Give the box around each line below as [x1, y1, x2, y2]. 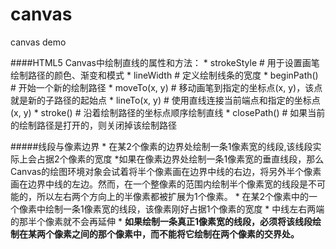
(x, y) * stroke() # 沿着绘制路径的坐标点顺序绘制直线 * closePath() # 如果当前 [10, 106, 326, 118]
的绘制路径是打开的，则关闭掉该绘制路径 [10, 119, 177, 131]
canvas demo [10, 36, 67, 48]
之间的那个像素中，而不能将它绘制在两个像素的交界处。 [71, 228, 300, 240]
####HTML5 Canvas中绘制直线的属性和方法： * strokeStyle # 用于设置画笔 [10, 56, 320, 68]
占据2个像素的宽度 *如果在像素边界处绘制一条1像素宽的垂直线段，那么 [36, 153, 325, 165]
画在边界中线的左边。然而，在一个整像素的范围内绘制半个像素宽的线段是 [10, 178, 308, 190]
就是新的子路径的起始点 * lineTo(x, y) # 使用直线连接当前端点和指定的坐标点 [10, 94, 321, 106]
